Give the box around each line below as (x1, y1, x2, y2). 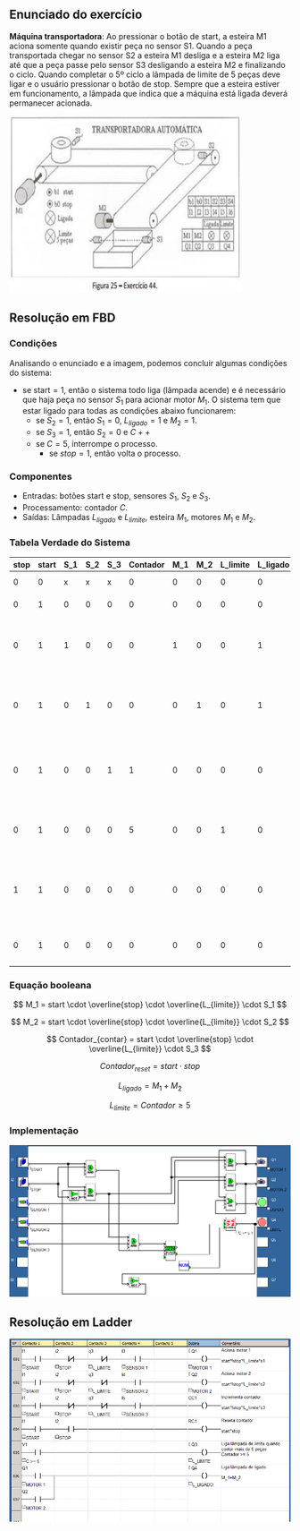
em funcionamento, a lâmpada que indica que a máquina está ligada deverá (9, 88, 288, 98)
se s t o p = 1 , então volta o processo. (48, 448, 181, 458)
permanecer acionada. (9, 98, 93, 108)
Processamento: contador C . (21, 501, 129, 513)
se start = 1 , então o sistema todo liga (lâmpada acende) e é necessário (21, 384, 287, 395)
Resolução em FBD (9, 311, 116, 326)
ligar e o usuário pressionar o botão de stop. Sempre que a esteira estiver (9, 78, 280, 89)
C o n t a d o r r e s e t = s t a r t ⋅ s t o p (99, 1061, 201, 1073)
